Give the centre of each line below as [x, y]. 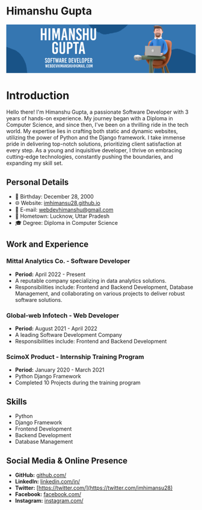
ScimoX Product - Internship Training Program [75, 357]
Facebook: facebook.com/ [48, 494]
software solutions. [39, 300]
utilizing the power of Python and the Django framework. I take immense [96, 138]
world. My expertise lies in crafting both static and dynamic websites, [92, 131]
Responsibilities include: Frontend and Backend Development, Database [104, 287]
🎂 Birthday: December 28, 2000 [54, 197]
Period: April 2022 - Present [50, 274]
